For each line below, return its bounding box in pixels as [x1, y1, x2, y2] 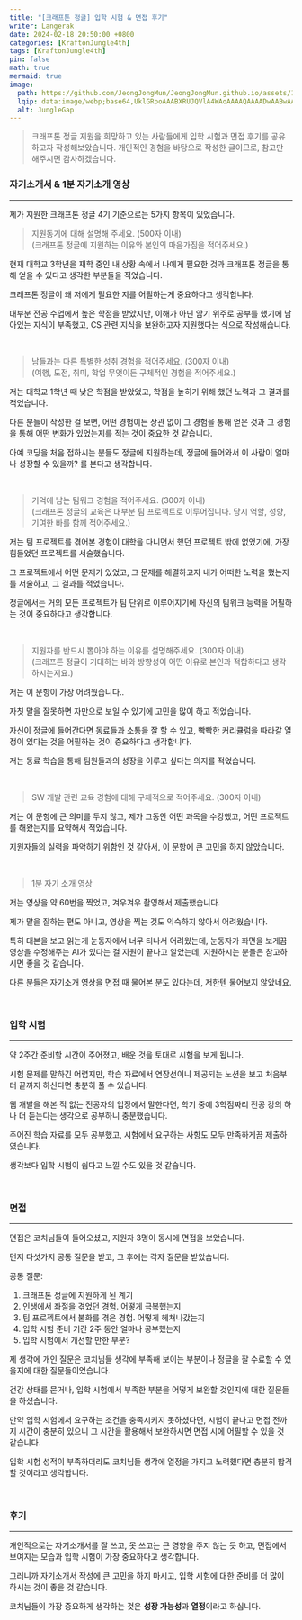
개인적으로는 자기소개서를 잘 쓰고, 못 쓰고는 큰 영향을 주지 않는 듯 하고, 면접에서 [9, 1540, 288, 1551]
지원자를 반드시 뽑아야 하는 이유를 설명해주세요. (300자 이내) [31, 644, 244, 655]
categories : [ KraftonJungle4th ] [9, 38, 130, 48]
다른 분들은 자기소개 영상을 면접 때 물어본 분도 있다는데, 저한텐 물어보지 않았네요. [9, 976, 292, 987]
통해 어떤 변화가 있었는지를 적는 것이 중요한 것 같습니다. [18, 427, 213, 438]
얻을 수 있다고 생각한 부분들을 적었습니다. [18, 269, 164, 280]
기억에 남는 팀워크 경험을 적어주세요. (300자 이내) [31, 494, 206, 505]
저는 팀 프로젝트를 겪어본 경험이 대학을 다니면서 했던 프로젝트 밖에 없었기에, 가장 [9, 536, 290, 547]
